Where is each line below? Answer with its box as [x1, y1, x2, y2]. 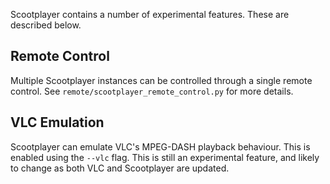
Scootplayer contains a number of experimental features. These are [10, 9, 290, 20]
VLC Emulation [10, 114, 105, 131]
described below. [10, 19, 82, 31]
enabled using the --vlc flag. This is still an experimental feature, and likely [10, 151, 320, 163]
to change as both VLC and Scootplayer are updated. [10, 162, 230, 174]
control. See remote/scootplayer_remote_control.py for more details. [10, 85, 294, 97]
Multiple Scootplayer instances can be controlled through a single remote [10, 74, 313, 86]
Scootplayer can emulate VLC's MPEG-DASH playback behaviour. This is [10, 140, 311, 153]
